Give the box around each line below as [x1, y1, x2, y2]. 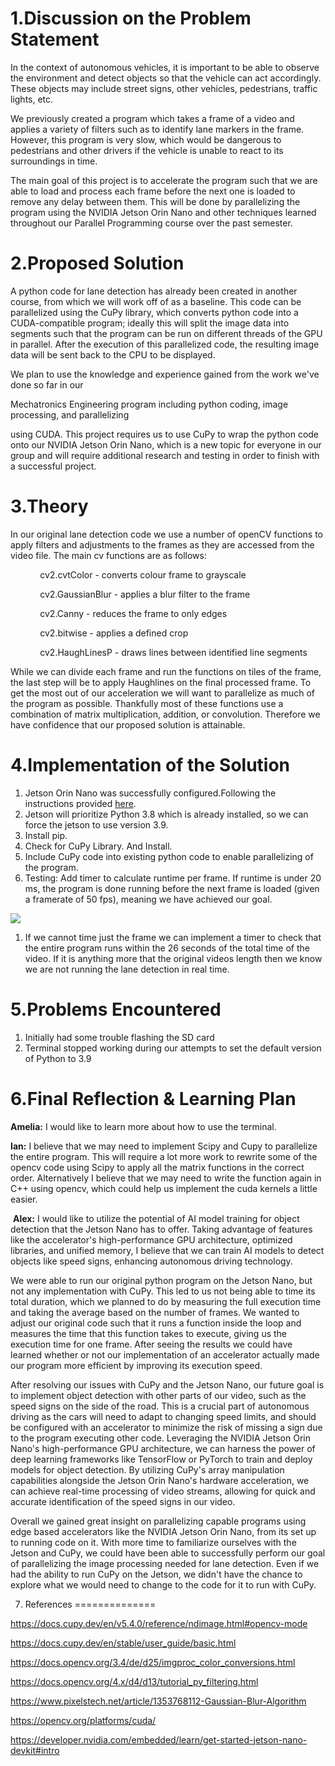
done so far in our [10, 378, 84, 391]
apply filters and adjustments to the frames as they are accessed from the [10, 538, 315, 551]
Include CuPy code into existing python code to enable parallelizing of [24, 850, 314, 862]
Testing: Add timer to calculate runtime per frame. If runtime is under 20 [24, 872, 322, 884]
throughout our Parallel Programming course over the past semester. [10, 217, 293, 229]
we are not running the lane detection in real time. [24, 963, 230, 975]
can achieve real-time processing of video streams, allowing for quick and [10, 1485, 316, 1497]
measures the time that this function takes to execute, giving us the [10, 1327, 288, 1339]
